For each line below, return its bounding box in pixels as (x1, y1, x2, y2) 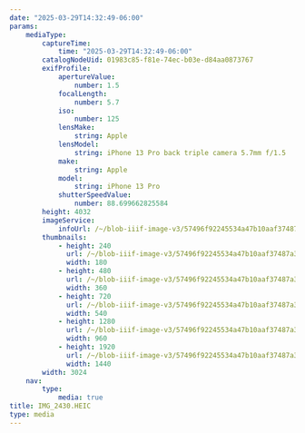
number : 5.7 (74, 97, 120, 107)
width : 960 (66, 334, 107, 343)
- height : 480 (57, 267, 112, 276)
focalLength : (57, 89, 107, 98)
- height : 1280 (57, 317, 116, 327)
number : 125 (74, 114, 120, 123)
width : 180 (66, 258, 107, 268)
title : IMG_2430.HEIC (9, 401, 92, 411)
